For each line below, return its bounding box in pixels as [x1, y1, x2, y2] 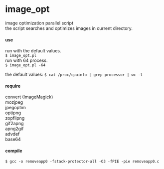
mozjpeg [5, 99, 23, 105]
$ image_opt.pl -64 [5, 63, 46, 68]
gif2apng [5, 121, 24, 127]
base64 [5, 136, 21, 143]
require [5, 83, 21, 89]
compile [5, 148, 22, 154]
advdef [5, 131, 20, 137]
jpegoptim [5, 105, 26, 111]
